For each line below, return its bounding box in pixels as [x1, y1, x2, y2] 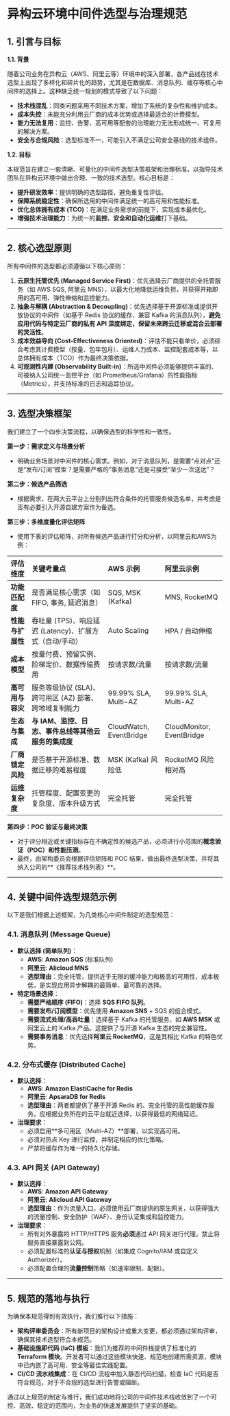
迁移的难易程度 [38, 765, 87, 774]
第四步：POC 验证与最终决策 [7, 822, 88, 831]
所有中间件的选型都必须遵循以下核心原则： [7, 262, 127, 270]
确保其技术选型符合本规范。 [16, 1336, 96, 1344]
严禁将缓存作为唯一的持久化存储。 [27, 1144, 124, 1152]
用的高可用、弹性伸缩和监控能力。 [16, 293, 114, 302]
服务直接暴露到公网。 [27, 1238, 88, 1246]
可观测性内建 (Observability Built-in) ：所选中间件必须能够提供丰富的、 [16, 362, 218, 371]
